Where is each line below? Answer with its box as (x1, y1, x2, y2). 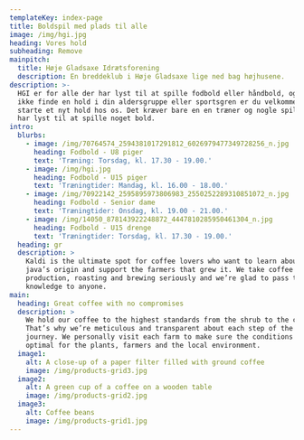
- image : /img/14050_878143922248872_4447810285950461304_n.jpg (25, 214, 273, 224)
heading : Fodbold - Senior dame (33, 198, 156, 208)
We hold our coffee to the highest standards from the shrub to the (25, 315, 290, 325)
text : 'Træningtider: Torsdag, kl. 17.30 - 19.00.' (33, 231, 233, 240)
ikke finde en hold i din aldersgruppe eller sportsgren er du (17, 97, 261, 107)
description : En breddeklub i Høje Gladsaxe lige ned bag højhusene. (17, 72, 285, 81)
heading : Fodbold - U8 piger (33, 147, 144, 156)
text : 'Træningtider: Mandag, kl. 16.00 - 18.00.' (33, 182, 229, 191)
